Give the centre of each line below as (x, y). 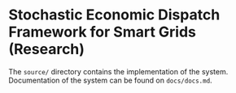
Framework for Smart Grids (103, 32)
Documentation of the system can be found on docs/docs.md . (111, 80)
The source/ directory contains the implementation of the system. (118, 71)
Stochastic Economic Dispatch (114, 15)
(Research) (47, 49)
